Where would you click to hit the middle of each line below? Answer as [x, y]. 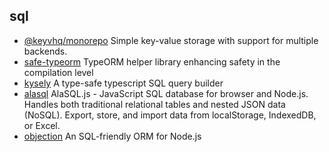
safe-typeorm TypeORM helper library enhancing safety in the [152, 61]
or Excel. [42, 125]
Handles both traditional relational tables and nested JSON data [154, 104]
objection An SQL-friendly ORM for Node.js [112, 136]
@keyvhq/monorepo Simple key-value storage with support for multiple [171, 40]
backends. [45, 51]
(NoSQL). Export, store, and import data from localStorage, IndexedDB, [170, 115]
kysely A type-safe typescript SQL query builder [123, 83]
